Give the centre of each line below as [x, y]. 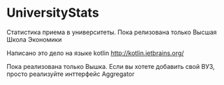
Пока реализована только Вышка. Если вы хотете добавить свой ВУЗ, [111, 66]
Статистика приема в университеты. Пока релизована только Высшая [112, 32]
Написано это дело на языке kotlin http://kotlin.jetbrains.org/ [95, 53]
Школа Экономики [34, 39]
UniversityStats [53, 13]
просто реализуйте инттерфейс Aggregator [70, 74]
